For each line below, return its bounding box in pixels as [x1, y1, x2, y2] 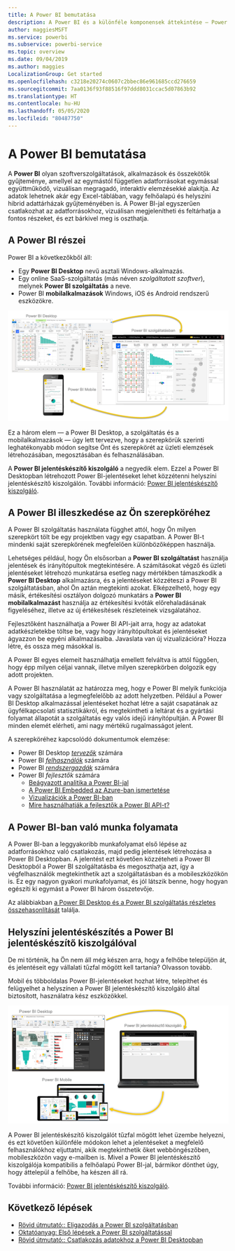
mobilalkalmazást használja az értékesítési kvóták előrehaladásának [8, 599, 206, 607]
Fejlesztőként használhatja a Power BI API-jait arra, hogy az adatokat [8, 620, 206, 628]
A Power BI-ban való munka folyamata [8, 821, 179, 833]
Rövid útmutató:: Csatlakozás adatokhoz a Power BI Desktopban [17, 1236, 204, 1244]
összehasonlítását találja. [8, 906, 80, 914]
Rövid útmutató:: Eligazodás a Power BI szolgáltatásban [17, 1220, 178, 1229]
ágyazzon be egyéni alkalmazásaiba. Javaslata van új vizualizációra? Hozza [8, 635, 227, 643]
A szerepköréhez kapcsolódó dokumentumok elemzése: [8, 735, 170, 743]
